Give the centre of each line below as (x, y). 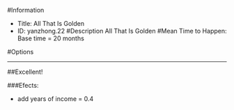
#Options (21, 52)
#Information (26, 10)
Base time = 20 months (51, 38)
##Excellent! (25, 72)
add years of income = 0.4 (55, 99)
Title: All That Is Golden (51, 23)
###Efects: (23, 85)
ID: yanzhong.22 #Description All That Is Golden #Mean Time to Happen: (122, 31)
